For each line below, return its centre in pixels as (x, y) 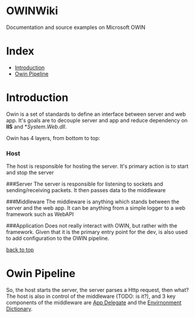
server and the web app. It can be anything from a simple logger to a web (96, 208)
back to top (20, 250)
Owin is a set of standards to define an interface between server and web (96, 114)
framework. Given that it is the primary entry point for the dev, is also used (97, 232)
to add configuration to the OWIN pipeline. (58, 238)
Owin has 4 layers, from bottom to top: (53, 138)
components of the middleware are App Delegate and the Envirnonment (94, 303)
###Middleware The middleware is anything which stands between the (93, 202)
